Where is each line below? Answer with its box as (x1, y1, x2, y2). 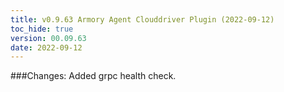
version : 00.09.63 (10, 33, 87, 43)
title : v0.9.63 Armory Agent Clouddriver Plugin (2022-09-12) (10, 14, 275, 25)
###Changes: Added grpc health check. (10, 70, 177, 82)
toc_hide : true (10, 24, 74, 34)
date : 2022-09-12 (10, 42, 83, 53)
